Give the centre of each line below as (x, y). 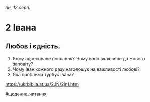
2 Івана (21, 28)
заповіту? (23, 64)
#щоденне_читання (26, 94)
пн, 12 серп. (18, 7)
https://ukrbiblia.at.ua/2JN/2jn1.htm (42, 84)
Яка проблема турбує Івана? (43, 74)
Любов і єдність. (33, 46)
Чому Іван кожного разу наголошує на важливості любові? (76, 69)
